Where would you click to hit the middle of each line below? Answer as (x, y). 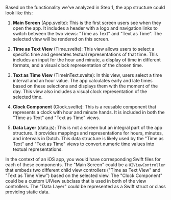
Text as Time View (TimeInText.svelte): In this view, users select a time (87, 75)
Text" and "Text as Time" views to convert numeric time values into (83, 144)
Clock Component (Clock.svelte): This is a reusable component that (84, 107)
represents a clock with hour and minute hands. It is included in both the (89, 112)
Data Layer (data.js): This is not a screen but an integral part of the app (87, 128)
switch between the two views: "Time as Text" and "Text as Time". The (87, 34)
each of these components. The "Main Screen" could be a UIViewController (86, 165)
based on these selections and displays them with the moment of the (85, 86)
